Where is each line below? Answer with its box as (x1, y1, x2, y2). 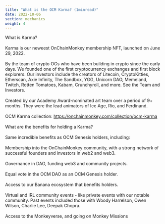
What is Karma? (5, 35, 38, 41)
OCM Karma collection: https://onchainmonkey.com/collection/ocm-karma (5, 113, 158, 119)
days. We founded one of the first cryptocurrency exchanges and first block (5, 66, 161, 72)
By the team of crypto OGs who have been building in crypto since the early (5, 61, 161, 67)
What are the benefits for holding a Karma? (5, 124, 93, 130)
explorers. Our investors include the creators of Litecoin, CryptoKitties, (5, 71, 150, 77)
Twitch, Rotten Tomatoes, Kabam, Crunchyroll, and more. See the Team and (5, 82, 160, 88)
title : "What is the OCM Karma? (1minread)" (5, 7, 99, 12)
